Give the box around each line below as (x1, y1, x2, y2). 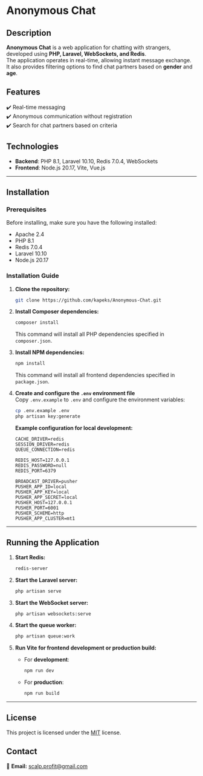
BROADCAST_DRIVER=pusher (14, 478, 78, 484)
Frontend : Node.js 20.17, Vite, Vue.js (14, 164, 106, 171)
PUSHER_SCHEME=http (14, 510, 65, 516)
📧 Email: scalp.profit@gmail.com (6, 762, 88, 769)
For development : (24, 656, 69, 663)
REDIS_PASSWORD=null (14, 462, 67, 469)
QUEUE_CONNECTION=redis (14, 446, 76, 453)
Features (6, 87, 40, 97)
